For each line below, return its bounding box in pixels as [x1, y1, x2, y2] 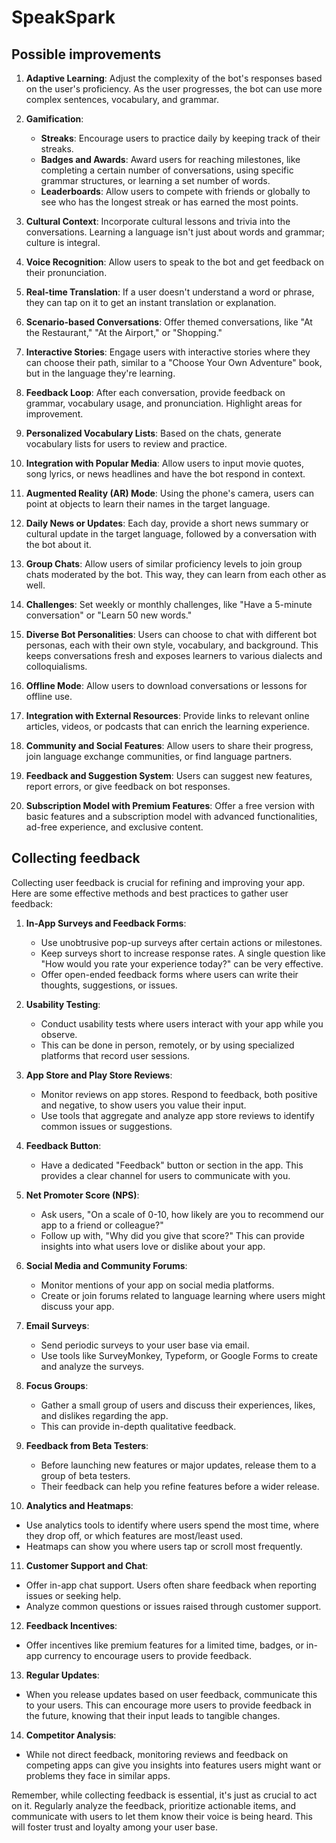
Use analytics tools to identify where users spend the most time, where [25, 1519, 319, 1531]
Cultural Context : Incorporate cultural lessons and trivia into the [25, 216, 291, 227]
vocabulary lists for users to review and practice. [25, 438, 228, 450]
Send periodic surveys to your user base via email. [40, 1339, 250, 1351]
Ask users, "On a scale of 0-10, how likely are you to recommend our [40, 1208, 325, 1220]
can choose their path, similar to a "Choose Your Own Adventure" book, [25, 357, 323, 368]
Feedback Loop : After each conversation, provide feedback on [25, 387, 286, 398]
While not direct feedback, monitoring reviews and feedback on [25, 1748, 289, 1760]
